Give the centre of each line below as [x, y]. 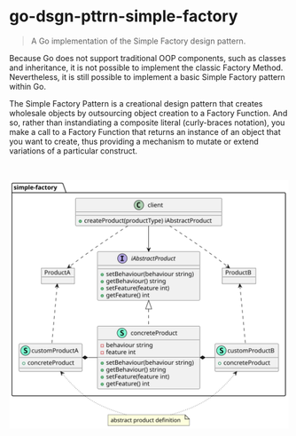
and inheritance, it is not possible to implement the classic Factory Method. [146, 67]
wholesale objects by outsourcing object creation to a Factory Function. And [148, 113]
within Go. [28, 86]
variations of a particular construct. [74, 151]
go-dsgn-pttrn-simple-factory [124, 16]
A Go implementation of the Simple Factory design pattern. [138, 41]
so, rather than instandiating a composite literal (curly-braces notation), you [147, 123]
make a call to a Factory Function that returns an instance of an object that [145, 131]
